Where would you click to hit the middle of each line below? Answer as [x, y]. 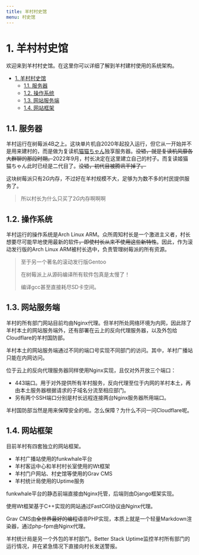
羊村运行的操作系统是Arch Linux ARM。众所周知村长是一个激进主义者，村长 [98, 235]
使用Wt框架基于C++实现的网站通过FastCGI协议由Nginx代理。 [81, 506]
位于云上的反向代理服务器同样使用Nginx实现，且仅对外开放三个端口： [91, 370]
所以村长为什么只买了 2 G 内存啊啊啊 [63, 198]
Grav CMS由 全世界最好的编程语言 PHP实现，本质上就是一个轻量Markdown [97, 518]
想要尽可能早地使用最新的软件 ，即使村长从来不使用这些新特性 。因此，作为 [97, 242]
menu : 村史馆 [21, 17]
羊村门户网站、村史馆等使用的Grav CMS [63, 473]
